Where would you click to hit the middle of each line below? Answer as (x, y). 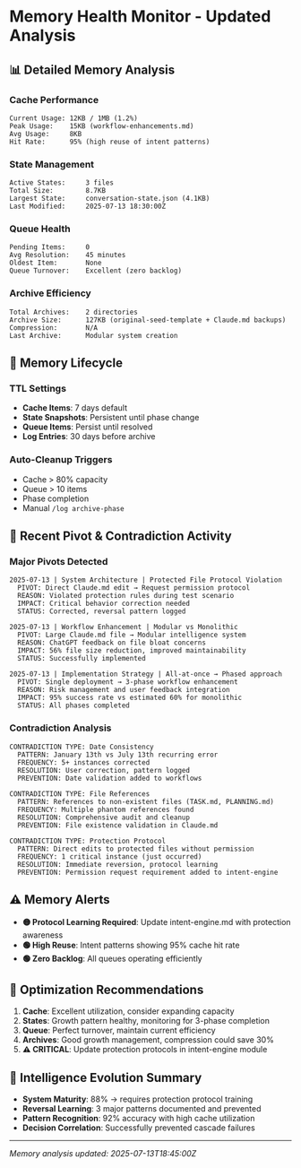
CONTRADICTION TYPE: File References (80, 794)
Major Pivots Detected (59, 562)
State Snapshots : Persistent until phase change (111, 418)
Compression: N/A (54, 328)
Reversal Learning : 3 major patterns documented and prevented (142, 1109)
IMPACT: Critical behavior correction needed (104, 604)
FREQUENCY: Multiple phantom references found (106, 809)
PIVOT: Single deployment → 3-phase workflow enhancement (128, 682)
